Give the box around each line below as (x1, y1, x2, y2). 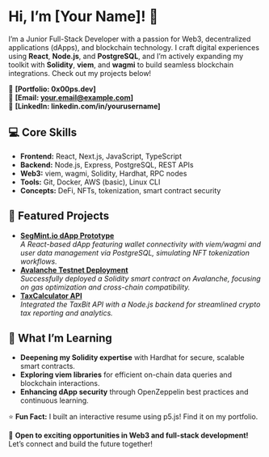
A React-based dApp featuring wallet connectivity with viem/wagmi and (19, 239, 261, 249)
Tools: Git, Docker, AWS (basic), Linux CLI (19, 177, 161, 187)
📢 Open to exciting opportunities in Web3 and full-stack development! (8, 430, 249, 440)
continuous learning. (19, 396, 89, 405)
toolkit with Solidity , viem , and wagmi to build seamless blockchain (8, 60, 234, 70)
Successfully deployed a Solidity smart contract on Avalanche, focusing (19, 273, 261, 283)
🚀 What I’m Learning (8, 331, 113, 345)
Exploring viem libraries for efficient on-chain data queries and (19, 370, 233, 379)
